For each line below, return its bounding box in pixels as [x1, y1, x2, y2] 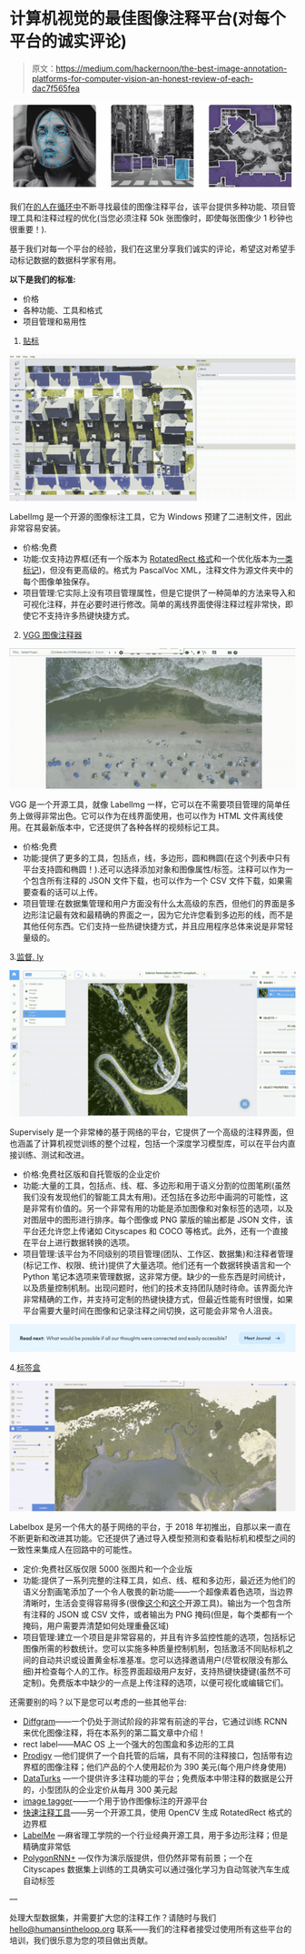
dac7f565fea [31, 83, 80, 94]
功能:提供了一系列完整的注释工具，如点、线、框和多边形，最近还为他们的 [22, 1575, 296, 1586]
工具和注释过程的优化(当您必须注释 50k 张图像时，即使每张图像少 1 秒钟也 [16, 213, 293, 224]
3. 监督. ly [9, 951, 44, 962]
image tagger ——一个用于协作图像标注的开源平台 [22, 1796, 209, 1807]
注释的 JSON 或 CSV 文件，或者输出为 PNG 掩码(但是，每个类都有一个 [30, 1609, 293, 1620]
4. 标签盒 [9, 1362, 41, 1372]
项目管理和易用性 [22, 316, 87, 328]
